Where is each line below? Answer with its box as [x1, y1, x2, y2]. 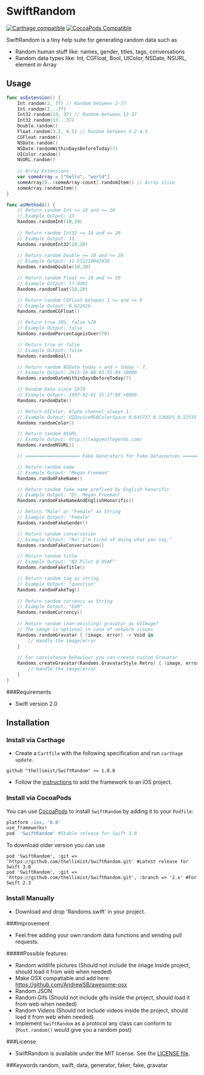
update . [15, 756, 33, 764]
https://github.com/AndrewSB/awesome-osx [15, 981, 127, 988]
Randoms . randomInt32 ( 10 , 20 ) [17, 241, 88, 247]
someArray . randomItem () [17, 185, 78, 191]
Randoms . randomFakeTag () [17, 587, 80, 593]
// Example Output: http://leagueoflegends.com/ [17, 437, 143, 443]
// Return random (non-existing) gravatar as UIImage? [17, 621, 159, 627]
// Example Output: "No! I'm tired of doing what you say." [17, 536, 172, 542]
